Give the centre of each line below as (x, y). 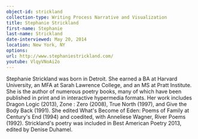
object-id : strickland (34, 12)
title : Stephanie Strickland (42, 23)
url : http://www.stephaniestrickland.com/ (60, 56)
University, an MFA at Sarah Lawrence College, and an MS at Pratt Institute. (99, 85)
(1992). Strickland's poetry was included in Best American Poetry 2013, (94, 123)
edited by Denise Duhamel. (39, 129)
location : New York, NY (36, 45)
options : (17, 51)
